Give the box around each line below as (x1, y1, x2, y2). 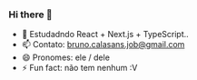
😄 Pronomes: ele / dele (21, 52, 111, 63)
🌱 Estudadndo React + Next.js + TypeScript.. (21, 29, 190, 40)
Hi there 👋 (8, 8, 54, 21)
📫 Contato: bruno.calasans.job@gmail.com (21, 39, 185, 50)
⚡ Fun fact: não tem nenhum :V (21, 63, 138, 74)
